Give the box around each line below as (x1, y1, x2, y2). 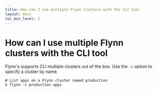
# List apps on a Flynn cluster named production (5, 78, 108, 83)
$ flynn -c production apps (5, 82, 62, 88)
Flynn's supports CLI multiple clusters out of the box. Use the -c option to (5, 64, 152, 70)
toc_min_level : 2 (5, 16, 40, 21)
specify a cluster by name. (5, 69, 58, 74)
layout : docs (5, 12, 32, 17)
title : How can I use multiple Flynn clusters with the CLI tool (5, 7, 140, 12)
